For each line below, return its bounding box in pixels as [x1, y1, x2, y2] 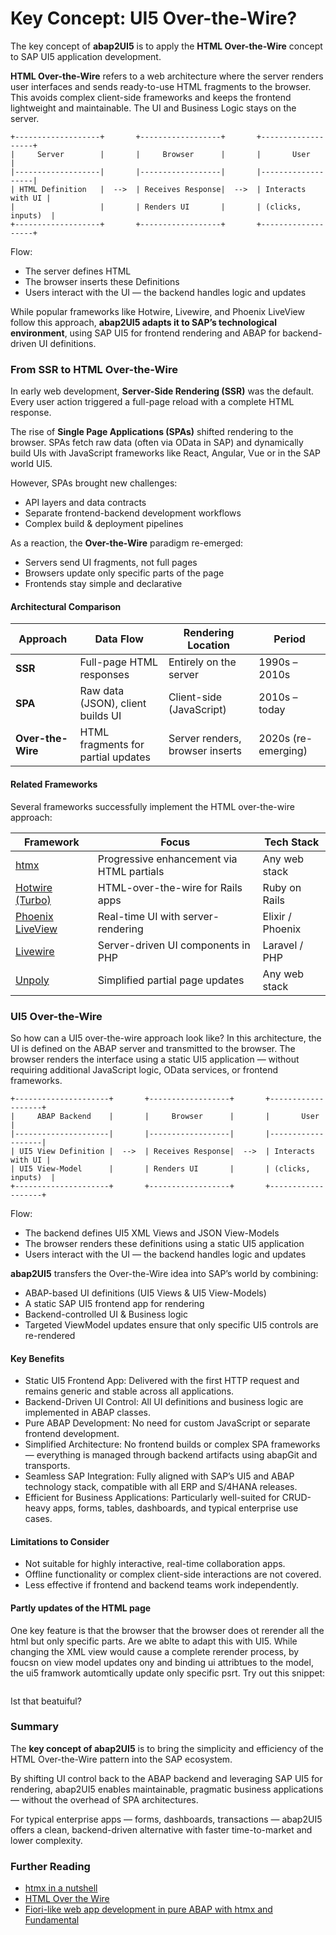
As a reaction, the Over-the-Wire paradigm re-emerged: [10, 537, 244, 549]
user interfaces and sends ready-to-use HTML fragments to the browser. [10, 80, 312, 92]
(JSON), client [79, 697, 147, 711]
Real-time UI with [97, 909, 181, 923]
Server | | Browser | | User [36, 149, 311, 159]
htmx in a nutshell [24, 1882, 98, 1894]
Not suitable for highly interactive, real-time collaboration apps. [24, 1558, 286, 1570]
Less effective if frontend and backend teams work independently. [24, 1579, 299, 1591]
